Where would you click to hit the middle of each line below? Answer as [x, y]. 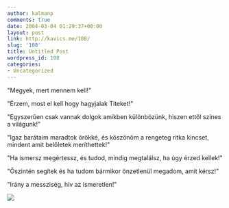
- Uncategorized [30, 70]
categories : [24, 64]
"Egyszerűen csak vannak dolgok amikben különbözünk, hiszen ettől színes [114, 116]
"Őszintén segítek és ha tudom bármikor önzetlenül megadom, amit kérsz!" [113, 171]
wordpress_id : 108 [33, 58]
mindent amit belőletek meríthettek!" [59, 144]
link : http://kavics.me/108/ [49, 39]
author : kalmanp [30, 13]
